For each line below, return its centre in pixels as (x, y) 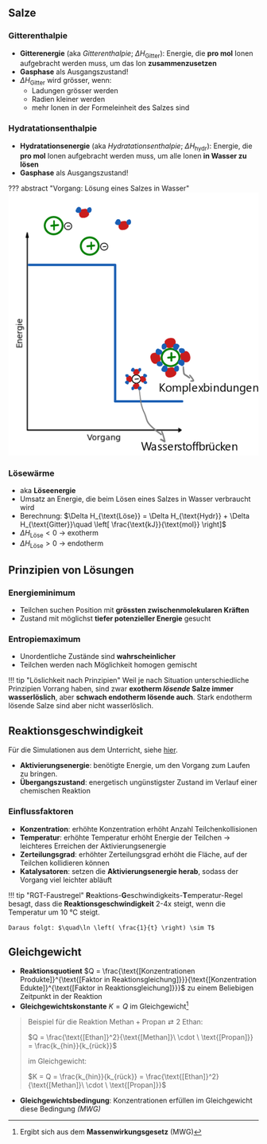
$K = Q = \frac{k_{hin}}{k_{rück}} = (86, 1077)
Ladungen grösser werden (75, 91)
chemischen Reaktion (55, 791)
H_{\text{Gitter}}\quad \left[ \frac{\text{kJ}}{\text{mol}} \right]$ (123, 524)
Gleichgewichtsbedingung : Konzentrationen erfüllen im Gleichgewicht (136, 1101)
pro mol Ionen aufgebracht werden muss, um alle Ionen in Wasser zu (133, 156)
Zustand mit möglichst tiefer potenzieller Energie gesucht (115, 619)
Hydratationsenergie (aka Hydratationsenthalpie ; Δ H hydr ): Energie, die (136, 147)
